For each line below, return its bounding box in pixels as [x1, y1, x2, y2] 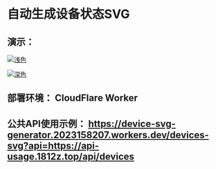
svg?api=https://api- [7, 139, 99, 152]
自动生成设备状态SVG [7, 6, 130, 22]
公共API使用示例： [7, 118, 87, 130]
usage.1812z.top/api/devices [7, 150, 135, 162]
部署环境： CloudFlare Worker [7, 92, 138, 104]
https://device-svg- [88, 118, 177, 130]
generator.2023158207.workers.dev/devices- [7, 129, 209, 141]
